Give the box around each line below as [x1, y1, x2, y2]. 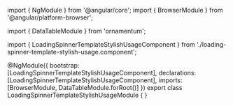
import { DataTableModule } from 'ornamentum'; [7, 27, 146, 35]
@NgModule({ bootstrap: [7, 61, 80, 69]
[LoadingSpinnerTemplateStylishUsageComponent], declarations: [7, 69, 197, 77]
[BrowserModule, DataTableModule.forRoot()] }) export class [7, 84, 183, 91]
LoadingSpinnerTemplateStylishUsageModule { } [7, 91, 148, 99]
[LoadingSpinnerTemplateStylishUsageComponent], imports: [7, 76, 183, 84]
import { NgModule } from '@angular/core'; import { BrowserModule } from [7, 6, 223, 14]
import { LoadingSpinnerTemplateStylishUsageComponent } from [7, 40, 196, 48]
